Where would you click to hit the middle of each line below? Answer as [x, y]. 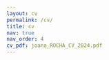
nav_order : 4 [25, 39]
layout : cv [22, 13]
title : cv [21, 26]
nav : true [21, 33]
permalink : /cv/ [30, 20]
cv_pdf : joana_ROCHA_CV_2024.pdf [54, 46]
